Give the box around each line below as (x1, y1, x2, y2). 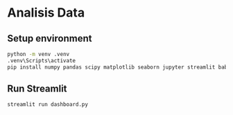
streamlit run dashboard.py (7, 101, 89, 108)
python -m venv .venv (7, 51, 70, 57)
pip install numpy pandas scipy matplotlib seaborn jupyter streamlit (7, 64, 216, 71)
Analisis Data (7, 5, 85, 21)
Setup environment (7, 33, 92, 44)
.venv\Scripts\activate (7, 57, 76, 64)
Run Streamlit (7, 83, 67, 95)
